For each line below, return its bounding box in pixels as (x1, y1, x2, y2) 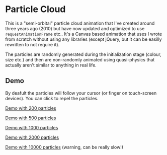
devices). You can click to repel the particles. (5, 95, 99, 101)
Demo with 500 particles (5, 115, 56, 121)
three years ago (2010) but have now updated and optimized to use (5, 25, 145, 31)
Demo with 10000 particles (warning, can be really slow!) (5, 144, 124, 150)
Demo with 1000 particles (5, 124, 58, 130)
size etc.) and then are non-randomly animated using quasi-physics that (5, 56, 155, 62)
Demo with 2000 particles (5, 134, 59, 140)
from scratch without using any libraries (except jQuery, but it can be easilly (5, 36, 162, 42)
